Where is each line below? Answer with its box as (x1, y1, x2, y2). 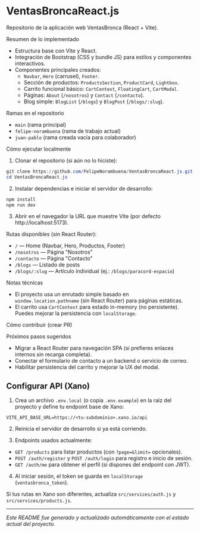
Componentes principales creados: (14, 66, 101, 73)
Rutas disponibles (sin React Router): (6, 231, 97, 238)
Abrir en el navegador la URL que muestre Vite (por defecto (14, 213, 161, 220)
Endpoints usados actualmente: (14, 437, 92, 444)
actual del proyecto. (6, 520, 55, 528)
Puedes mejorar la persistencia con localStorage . (14, 310, 137, 317)
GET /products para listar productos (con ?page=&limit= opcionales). (14, 448, 183, 455)
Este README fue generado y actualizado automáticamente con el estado (6, 514, 189, 521)
